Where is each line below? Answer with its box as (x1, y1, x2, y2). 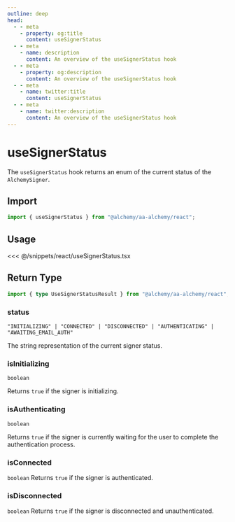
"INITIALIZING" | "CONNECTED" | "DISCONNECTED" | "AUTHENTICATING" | (7, 323, 215, 330)
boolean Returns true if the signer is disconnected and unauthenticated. (7, 507, 215, 515)
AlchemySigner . (7, 175, 50, 183)
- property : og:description (20, 69, 101, 76)
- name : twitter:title (20, 88, 86, 95)
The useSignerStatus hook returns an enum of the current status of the (7, 167, 212, 176)
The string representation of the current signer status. (7, 341, 163, 350)
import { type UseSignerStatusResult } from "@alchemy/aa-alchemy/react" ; (7, 290, 230, 297)
